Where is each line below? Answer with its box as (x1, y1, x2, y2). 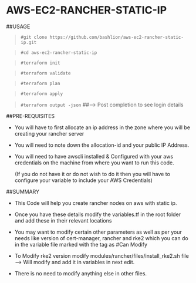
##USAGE (6, 23, 31, 30)
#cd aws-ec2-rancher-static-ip (20, 49, 97, 56)
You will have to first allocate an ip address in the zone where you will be (14, 124, 191, 131)
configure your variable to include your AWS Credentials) (14, 177, 153, 184)
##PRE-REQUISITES (6, 112, 55, 119)
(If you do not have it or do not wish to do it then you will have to (14, 170, 170, 177)
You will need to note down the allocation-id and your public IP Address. (14, 141, 190, 149)
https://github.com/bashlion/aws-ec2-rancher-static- (49, 34, 184, 40)
